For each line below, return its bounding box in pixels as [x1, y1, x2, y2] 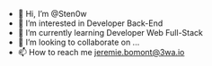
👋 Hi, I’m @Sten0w [17, 9, 87, 19]
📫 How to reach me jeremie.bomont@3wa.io [17, 47, 185, 57]
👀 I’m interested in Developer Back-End [17, 18, 163, 29]
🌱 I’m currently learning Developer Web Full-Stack [17, 28, 204, 37]
